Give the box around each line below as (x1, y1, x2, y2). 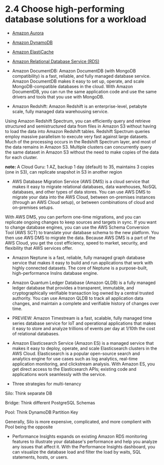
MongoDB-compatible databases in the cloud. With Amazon (12, 83, 133, 89)
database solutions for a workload (5, 14, 146, 25)
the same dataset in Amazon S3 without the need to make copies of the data (5, 149, 159, 155)
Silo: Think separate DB (5, 390, 52, 396)
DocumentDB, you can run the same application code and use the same (12, 89, 157, 94)
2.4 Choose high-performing (5, 3, 125, 15)
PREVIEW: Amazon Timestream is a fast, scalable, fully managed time (12, 315, 152, 321)
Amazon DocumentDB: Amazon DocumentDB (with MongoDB (12, 67, 136, 74)
